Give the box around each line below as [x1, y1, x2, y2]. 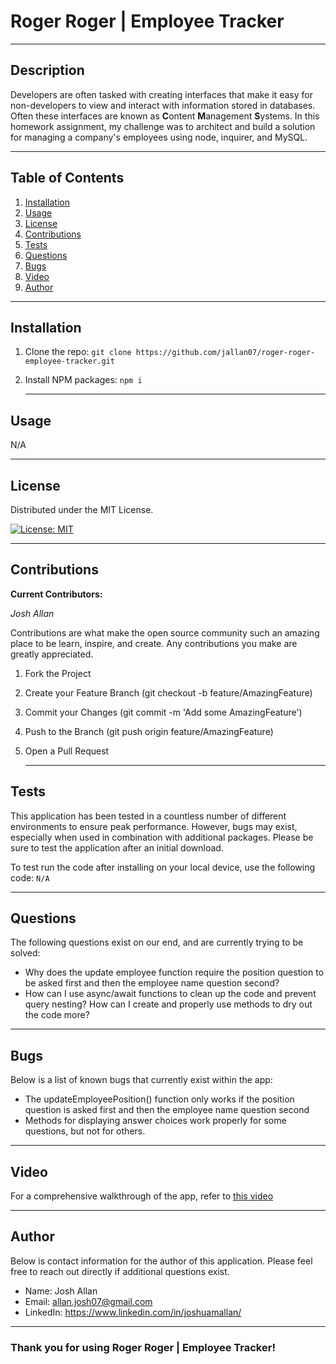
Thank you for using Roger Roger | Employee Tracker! [10, 1340, 276, 1354]
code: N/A [10, 871, 50, 884]
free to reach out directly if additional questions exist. [10, 1265, 230, 1277]
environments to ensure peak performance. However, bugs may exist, [10, 820, 298, 832]
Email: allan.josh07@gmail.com [24, 1295, 153, 1307]
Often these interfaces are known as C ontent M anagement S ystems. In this [10, 110, 320, 122]
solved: [10, 947, 41, 959]
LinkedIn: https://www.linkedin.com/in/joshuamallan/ [24, 1306, 242, 1318]
